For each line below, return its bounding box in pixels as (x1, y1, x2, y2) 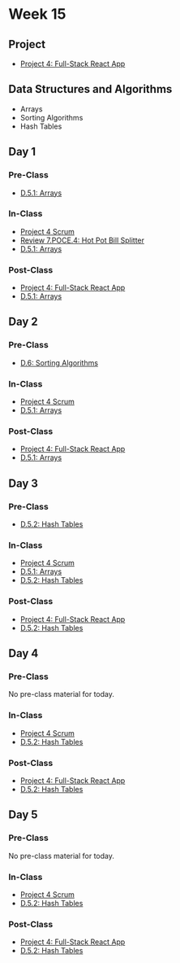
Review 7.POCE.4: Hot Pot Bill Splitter (19, 235, 144, 245)
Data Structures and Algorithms (8, 82, 173, 96)
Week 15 (8, 5, 66, 24)
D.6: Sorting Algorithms (19, 357, 99, 367)
